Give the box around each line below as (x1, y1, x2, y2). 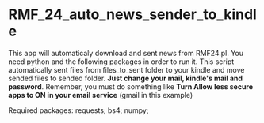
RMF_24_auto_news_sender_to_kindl (8, 6, 258, 24)
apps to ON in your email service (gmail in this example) (8, 90, 193, 99)
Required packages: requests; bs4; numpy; (8, 105, 149, 115)
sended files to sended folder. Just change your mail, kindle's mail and (8, 73, 243, 83)
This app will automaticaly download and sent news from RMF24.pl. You (8, 48, 244, 58)
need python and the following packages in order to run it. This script (8, 57, 235, 66)
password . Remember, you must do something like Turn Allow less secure (8, 81, 254, 91)
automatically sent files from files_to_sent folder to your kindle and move (8, 65, 245, 74)
